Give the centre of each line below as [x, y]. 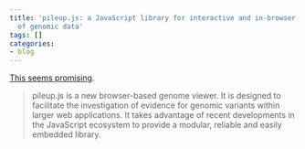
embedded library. [67, 134]
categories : [32, 43]
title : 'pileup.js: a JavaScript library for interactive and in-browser [153, 18]
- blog [22, 52]
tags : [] [26, 35]
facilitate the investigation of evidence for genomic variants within [156, 105]
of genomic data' [51, 27]
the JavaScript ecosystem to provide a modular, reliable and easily [157, 125]
